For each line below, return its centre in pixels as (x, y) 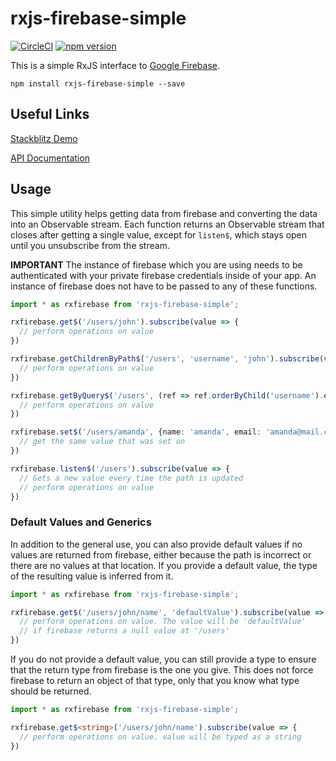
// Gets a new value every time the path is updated (131, 478)
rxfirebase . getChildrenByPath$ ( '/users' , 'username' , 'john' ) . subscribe (165, 359)
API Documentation (50, 158)
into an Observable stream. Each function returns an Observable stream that (167, 224)
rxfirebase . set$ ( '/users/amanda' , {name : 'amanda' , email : (136, 432)
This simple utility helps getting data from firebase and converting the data (164, 213)
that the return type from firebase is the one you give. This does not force (162, 670)
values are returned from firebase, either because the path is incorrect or (161, 554)
